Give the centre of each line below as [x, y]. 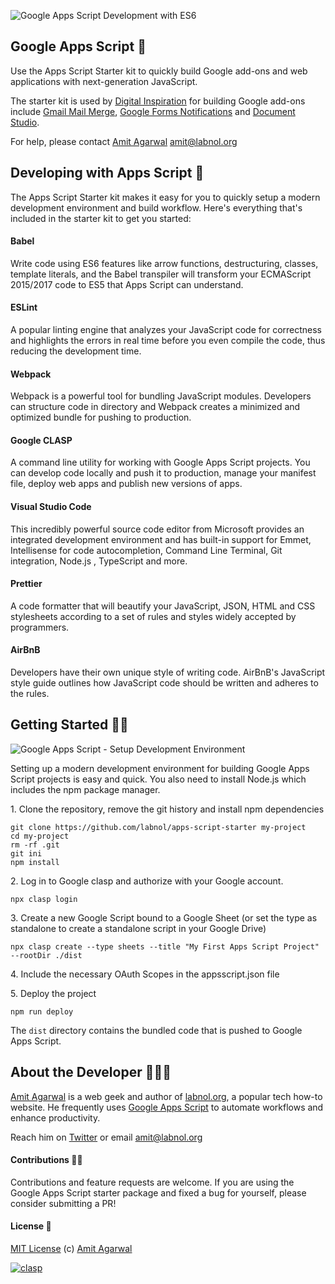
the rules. [30, 694]
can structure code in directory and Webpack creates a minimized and [155, 407]
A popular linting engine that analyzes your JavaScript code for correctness [166, 330]
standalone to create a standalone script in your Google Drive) [138, 928]
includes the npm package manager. [85, 789]
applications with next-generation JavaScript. [104, 81]
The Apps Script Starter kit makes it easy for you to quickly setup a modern [165, 197]
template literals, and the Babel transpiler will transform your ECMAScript [161, 274]
